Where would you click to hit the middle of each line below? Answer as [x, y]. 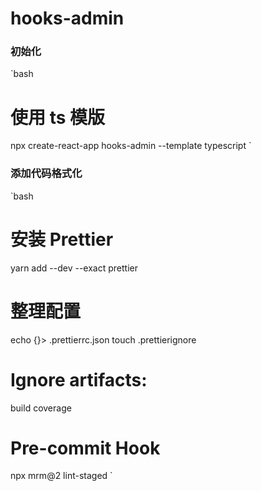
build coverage [41, 408]
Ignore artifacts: [79, 379]
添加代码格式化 [46, 174]
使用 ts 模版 [57, 117]
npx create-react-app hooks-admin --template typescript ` [131, 146]
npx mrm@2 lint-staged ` [61, 476]
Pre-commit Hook [85, 448]
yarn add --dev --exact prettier [74, 268]
